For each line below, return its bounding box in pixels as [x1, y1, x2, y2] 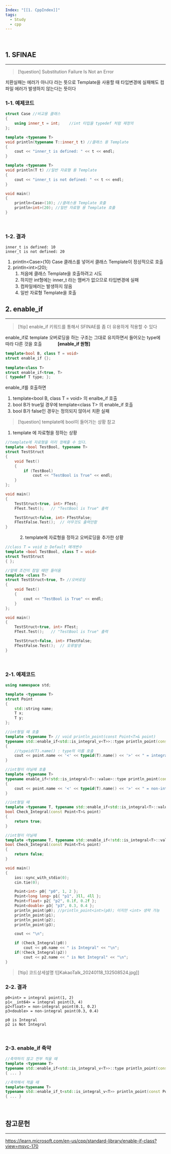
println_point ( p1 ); [14, 913, 56, 918]
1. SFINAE [5, 50, 37, 59]
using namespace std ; [5, 683, 51, 688]
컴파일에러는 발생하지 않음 [20, 283, 73, 289]
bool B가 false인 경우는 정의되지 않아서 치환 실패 [12, 408, 110, 414]
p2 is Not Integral [5, 1022, 47, 1027]
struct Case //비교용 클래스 [5, 112, 61, 117]
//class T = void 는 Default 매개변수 [5, 544, 82, 550]
